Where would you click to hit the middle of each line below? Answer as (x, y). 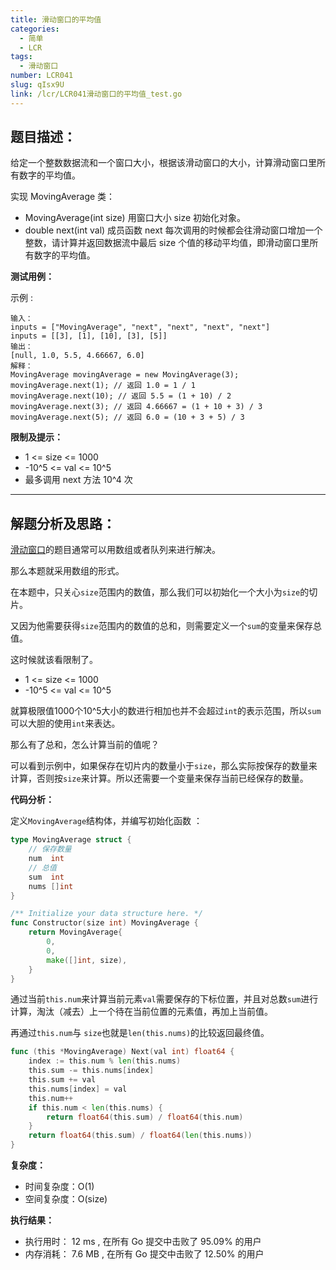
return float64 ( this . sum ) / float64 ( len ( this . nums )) (140, 1136)
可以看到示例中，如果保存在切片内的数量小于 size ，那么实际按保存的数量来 (164, 766)
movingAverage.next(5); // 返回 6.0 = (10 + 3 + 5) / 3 (127, 417)
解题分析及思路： (63, 523)
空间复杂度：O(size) (66, 1199)
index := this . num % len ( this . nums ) (105, 1061)
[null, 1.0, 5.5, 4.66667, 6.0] (77, 356)
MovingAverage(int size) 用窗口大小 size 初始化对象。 (135, 218)
